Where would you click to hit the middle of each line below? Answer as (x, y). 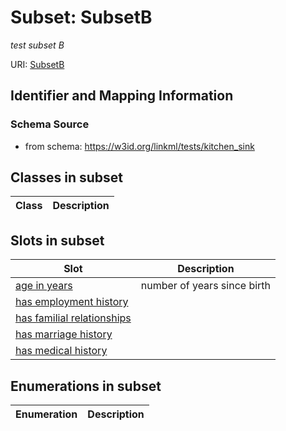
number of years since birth (206, 286)
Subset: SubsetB (81, 17)
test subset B (37, 45)
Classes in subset (66, 177)
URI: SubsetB (37, 64)
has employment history (72, 302)
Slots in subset (57, 240)
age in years (44, 286)
